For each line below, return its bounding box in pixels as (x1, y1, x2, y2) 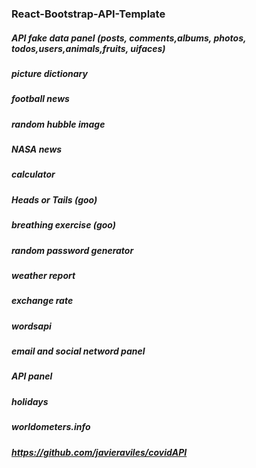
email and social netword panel (11, 345, 146, 357)
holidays (11, 395, 49, 407)
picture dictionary (11, 67, 88, 79)
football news (11, 93, 70, 105)
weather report (11, 269, 76, 281)
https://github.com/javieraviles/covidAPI (11, 446, 188, 458)
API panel (11, 370, 53, 382)
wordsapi (11, 320, 52, 332)
